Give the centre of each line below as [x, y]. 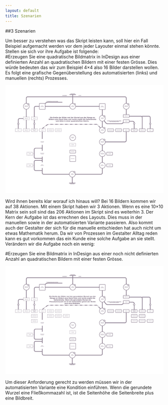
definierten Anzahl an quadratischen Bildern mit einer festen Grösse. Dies [81, 62]
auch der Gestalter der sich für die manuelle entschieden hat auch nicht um [83, 228]
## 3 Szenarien [21, 31]
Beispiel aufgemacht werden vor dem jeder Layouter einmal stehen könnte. [83, 46]
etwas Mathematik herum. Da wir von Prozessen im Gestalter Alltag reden [81, 233]
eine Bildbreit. [20, 398]
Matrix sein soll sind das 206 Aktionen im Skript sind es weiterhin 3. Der [79, 212]
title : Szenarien [23, 16]
